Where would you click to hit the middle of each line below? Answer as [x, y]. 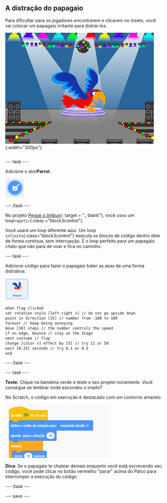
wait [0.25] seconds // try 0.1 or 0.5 [47, 348]
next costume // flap [28, 338]
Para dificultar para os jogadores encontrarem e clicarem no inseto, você [81, 20]
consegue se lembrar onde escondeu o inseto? [54, 387]
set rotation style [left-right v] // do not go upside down [70, 313]
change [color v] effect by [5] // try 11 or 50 [57, 343]
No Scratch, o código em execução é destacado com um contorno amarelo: [83, 397]
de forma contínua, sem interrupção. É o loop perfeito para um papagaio [80, 241]
